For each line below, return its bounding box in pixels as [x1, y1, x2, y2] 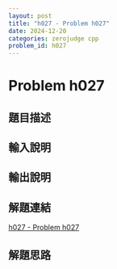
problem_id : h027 [8, 42, 67, 50]
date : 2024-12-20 [8, 27, 67, 35]
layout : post [8, 11, 52, 20]
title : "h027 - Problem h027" [8, 19, 111, 27]
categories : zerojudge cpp [8, 34, 99, 43]
